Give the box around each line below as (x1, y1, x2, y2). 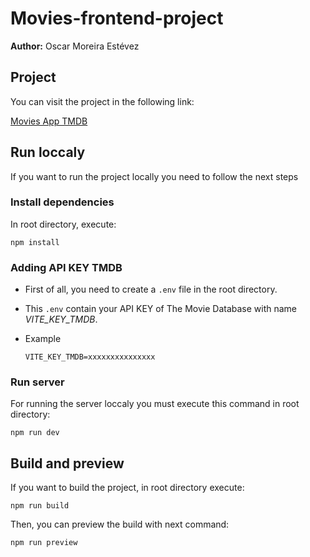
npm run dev (10, 428, 60, 438)
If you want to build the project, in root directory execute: (10, 482, 245, 494)
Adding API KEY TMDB (10, 260, 123, 274)
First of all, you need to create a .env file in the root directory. (24, 283, 278, 296)
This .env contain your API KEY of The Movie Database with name (24, 303, 298, 315)
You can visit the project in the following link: (10, 95, 195, 107)
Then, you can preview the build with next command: (10, 518, 230, 531)
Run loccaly (10, 144, 86, 161)
